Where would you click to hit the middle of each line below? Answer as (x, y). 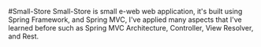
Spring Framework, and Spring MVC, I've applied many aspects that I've (125, 20)
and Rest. (24, 36)
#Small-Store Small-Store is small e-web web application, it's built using (125, 11)
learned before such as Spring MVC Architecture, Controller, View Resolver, (131, 28)
